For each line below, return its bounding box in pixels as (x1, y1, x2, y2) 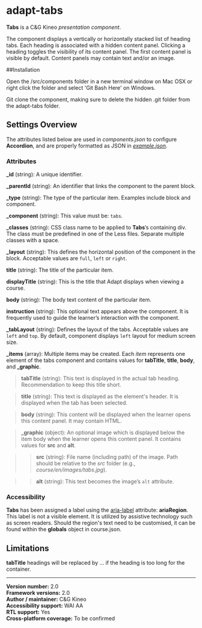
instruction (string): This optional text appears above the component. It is (6, 308, 189, 315)
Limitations (6, 543, 49, 553)
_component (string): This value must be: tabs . (6, 212, 123, 220)
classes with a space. (6, 237, 60, 244)
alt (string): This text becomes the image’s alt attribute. (35, 478, 174, 485)
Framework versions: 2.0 (6, 589, 70, 597)
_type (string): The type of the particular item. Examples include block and (6, 194, 191, 202)
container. (6, 565, 31, 573)
